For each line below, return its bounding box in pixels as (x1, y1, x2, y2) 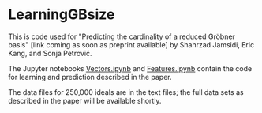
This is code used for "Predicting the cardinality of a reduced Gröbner (8, 32, 235, 41)
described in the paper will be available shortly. (8, 96, 162, 105)
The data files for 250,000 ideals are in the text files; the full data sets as (8, 87, 244, 96)
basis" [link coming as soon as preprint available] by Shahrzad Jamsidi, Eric (8, 40, 255, 49)
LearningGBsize (8, 6, 115, 24)
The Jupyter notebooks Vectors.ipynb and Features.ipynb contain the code (8, 63, 253, 73)
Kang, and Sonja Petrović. (8, 48, 92, 58)
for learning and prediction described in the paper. (8, 72, 172, 81)
